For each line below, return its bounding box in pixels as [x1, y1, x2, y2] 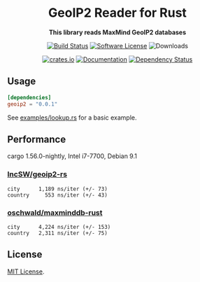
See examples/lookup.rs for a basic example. [7, 113, 138, 122]
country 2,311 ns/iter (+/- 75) [7, 230, 108, 237]
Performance [7, 133, 66, 145]
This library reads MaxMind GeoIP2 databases [48, 28, 187, 36]
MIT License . [7, 267, 45, 276]
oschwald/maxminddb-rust [7, 208, 103, 218]
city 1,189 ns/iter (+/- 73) [7, 185, 108, 192]
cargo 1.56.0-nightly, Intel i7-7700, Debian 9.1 [7, 152, 138, 160]
